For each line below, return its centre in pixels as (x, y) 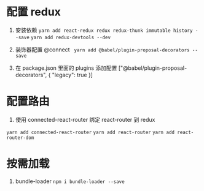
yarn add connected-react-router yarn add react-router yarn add (91, 132)
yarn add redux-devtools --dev (71, 37)
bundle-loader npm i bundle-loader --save (70, 181)
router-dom (20, 138)
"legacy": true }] (73, 75)
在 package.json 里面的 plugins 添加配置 (66, 68)
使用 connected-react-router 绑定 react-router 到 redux (85, 119)
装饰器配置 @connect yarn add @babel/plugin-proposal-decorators (102, 50)
